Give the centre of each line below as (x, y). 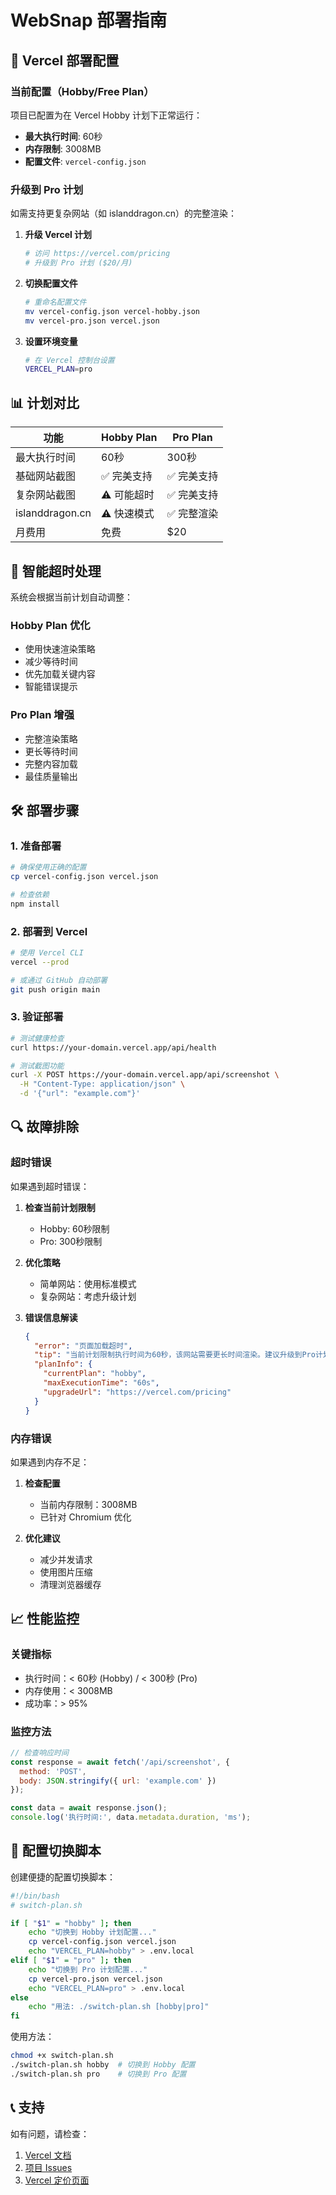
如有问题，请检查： (50, 2133)
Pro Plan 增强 (42, 715)
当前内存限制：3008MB (88, 1504)
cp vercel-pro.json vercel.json (95, 1979)
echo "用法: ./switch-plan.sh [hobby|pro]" (119, 2007)
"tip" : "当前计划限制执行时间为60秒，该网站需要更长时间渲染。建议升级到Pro (175, 1355)
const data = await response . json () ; (89, 1808)
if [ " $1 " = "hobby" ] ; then (71, 1923)
